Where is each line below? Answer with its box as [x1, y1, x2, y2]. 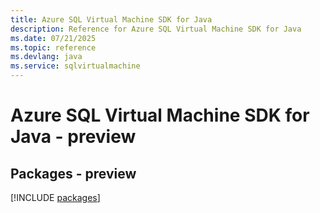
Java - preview [10, 126, 137, 148]
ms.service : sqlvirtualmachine [10, 61, 141, 71]
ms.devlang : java [10, 52, 83, 62]
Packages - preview [10, 165, 137, 182]
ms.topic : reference [10, 42, 97, 53]
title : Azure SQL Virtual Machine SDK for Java [10, 14, 213, 25]
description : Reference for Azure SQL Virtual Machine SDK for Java [10, 24, 302, 34]
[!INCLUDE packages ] [10, 192, 101, 203]
